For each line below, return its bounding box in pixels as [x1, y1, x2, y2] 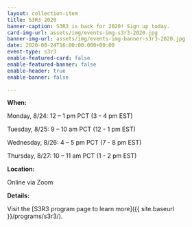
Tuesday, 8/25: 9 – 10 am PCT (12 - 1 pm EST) [7, 125, 136, 134]
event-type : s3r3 [7, 49, 57, 56]
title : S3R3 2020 [7, 16, 57, 23]
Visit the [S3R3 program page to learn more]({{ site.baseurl [7, 205, 175, 213]
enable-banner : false [7, 73, 69, 81]
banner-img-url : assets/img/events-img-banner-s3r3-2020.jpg [7, 36, 186, 43]
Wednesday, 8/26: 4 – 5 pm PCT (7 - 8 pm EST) [7, 139, 142, 147]
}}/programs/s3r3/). [7, 212, 63, 220]
